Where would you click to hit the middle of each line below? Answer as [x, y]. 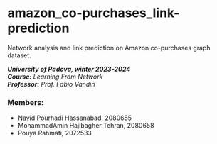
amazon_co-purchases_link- [94, 13]
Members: [26, 102]
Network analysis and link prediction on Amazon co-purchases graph [109, 48]
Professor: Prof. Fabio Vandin [51, 84]
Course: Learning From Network [55, 77]
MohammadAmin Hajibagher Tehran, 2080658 [86, 126]
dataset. [20, 55]
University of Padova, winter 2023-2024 [69, 69]
